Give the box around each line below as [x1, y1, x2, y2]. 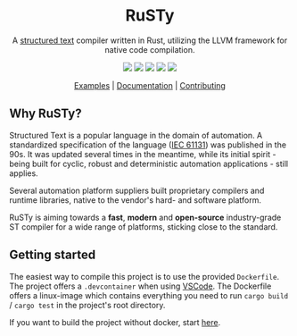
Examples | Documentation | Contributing [74, 80, 226, 90]
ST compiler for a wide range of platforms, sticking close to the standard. [9, 221, 278, 232]
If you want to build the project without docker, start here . [9, 316, 221, 327]
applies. [9, 167, 38, 179]
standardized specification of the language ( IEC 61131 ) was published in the [9, 139, 287, 150]
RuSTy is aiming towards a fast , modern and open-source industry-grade [9, 212, 282, 223]
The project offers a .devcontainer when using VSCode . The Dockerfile [9, 281, 272, 291]
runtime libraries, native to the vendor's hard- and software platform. [9, 194, 261, 206]
